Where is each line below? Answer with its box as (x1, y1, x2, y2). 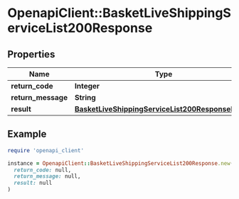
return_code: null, (14, 166, 72, 174)
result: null (14, 179, 53, 187)
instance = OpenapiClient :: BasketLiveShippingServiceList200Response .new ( (7, 159, 234, 167)
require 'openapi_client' (7, 147, 84, 154)
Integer (74, 81, 100, 91)
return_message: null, (14, 173, 81, 180)
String (74, 93, 96, 102)
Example (7, 128, 47, 140)
